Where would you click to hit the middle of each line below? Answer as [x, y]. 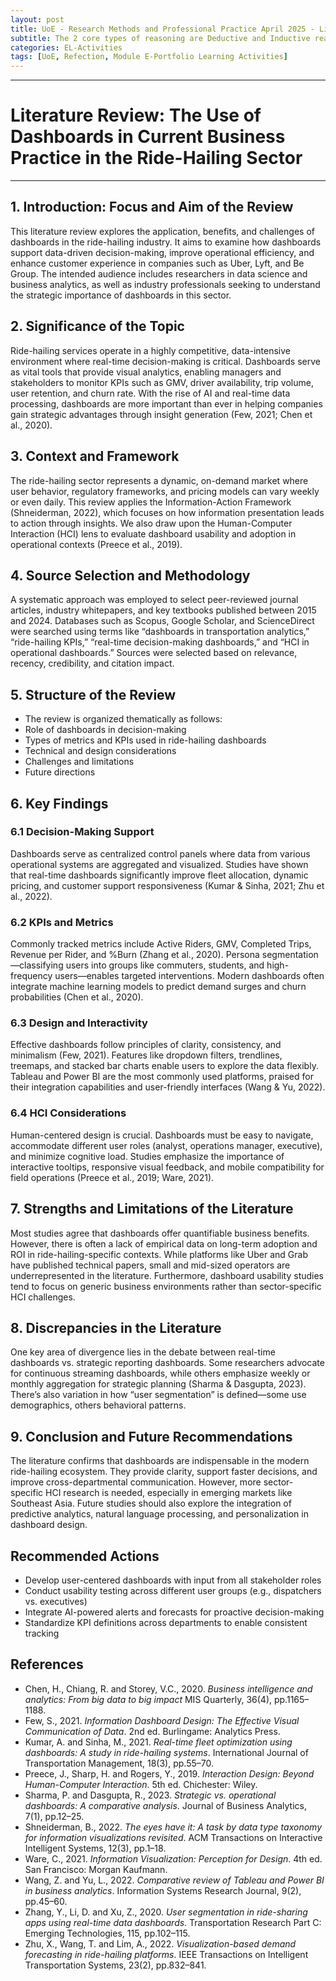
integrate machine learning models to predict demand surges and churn [158, 987]
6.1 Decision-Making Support [82, 832]
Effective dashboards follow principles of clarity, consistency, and [146, 1045]
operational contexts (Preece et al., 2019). [96, 544]
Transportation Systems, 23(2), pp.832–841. [115, 1965]
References [47, 1664]
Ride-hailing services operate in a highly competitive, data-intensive [150, 350]
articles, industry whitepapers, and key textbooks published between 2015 [163, 610]
